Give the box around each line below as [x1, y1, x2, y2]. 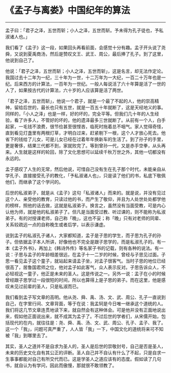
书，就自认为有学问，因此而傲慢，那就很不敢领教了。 [5, 362, 117, 368]
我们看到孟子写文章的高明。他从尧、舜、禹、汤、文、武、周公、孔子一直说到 [5, 294, 166, 300]
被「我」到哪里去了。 [5, 332, 50, 338]
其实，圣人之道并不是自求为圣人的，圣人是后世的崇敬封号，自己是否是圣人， [5, 343, 166, 349]
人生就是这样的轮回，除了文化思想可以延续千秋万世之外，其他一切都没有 [14, 149, 166, 155]
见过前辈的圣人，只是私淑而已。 [14, 283, 81, 289]
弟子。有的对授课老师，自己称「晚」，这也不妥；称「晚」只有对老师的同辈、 [5, 215, 164, 221]
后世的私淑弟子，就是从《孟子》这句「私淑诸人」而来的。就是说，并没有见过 [5, 190, 166, 196]
